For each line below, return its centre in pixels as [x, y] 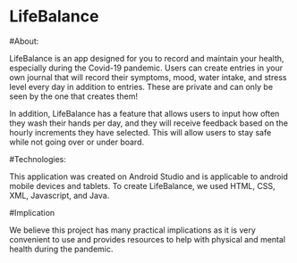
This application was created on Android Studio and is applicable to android [149, 177]
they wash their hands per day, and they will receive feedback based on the [149, 123]
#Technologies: [38, 159]
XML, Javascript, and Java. [59, 195]
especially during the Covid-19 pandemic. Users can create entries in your [146, 68]
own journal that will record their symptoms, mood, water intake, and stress [148, 77]
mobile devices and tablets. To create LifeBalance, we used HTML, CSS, [142, 185]
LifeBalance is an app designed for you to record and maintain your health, [147, 58]
